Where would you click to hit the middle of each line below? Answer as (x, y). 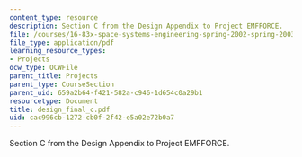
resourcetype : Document (54, 101)
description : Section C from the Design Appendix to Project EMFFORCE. (146, 26)
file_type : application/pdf (62, 43)
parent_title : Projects (54, 76)
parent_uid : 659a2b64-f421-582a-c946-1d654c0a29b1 (106, 92)
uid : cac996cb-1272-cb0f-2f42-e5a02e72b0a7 (92, 118)
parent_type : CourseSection (62, 84)
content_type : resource (54, 17)
